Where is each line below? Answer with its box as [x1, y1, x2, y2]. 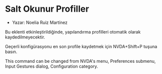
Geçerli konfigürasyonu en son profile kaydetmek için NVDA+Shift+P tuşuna [5, 43, 157, 49]
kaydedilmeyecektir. [5, 34, 45, 40]
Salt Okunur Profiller [5, 3, 89, 15]
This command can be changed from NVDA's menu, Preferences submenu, [5, 58, 156, 64]
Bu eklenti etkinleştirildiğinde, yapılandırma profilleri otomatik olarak [5, 29, 141, 35]
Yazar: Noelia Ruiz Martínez [12, 19, 68, 25]
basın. [5, 49, 18, 55]
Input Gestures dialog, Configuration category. [5, 63, 98, 69]
